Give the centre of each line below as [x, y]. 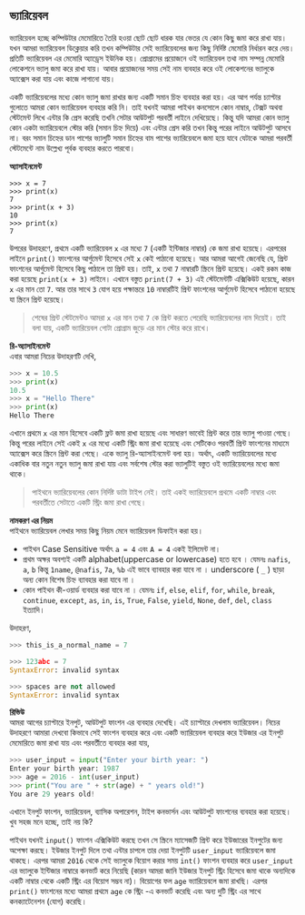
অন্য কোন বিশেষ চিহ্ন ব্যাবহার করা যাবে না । [79, 580]
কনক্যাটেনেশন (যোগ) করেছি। [49, 901]
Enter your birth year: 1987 [64, 769]
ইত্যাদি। [34, 610]
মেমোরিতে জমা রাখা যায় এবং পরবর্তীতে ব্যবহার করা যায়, [79, 743]
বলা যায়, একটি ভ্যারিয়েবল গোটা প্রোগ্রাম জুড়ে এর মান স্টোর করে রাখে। [121, 327]
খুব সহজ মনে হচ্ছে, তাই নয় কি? [51, 821]
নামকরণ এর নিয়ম [31, 521]
